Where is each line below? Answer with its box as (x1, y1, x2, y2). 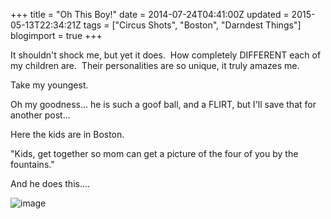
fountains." (10, 159, 55, 170)
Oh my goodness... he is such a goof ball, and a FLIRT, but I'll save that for (10, 99, 317, 110)
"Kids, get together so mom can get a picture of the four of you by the (10, 148, 299, 159)
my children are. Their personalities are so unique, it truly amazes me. (10, 60, 300, 71)
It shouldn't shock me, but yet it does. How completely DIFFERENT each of (10, 49, 322, 61)
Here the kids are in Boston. (10, 129, 125, 140)
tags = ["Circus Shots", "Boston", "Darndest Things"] (83, 19, 302, 31)
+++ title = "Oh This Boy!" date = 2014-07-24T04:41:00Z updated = (10, 9, 290, 20)
